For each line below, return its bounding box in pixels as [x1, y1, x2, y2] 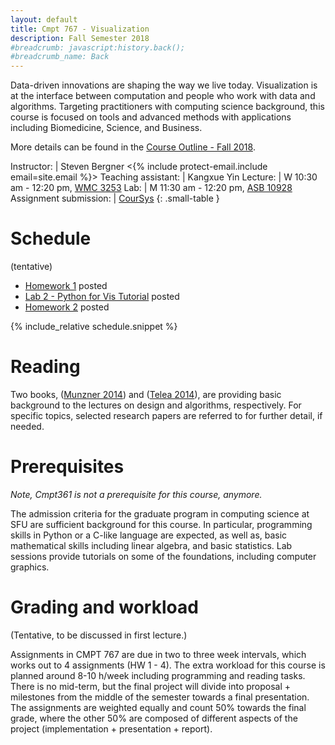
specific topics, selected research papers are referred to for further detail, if [10, 410, 323, 421]
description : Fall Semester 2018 [10, 33, 150, 43]
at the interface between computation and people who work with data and [10, 90, 316, 102]
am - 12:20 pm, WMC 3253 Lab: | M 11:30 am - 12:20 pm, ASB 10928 [10, 182, 293, 194]
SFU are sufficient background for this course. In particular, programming [10, 518, 313, 530]
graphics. [10, 561, 50, 573]
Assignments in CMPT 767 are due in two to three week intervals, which [10, 648, 307, 660]
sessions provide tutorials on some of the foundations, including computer [10, 550, 317, 562]
